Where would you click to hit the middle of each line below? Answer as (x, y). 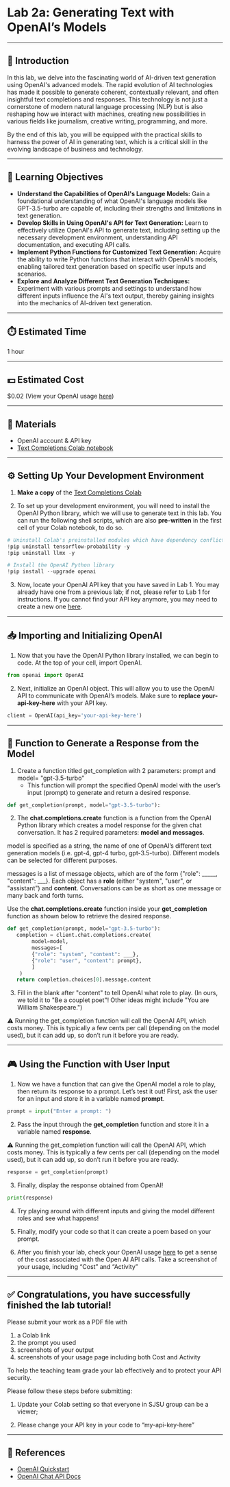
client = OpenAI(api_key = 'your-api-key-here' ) (75, 715)
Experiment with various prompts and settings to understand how (109, 288)
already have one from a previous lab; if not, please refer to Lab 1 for (114, 592)
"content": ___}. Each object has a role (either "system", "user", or (100, 881)
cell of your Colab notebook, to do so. (70, 527)
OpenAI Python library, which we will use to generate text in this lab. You (119, 513)
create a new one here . (50, 607)
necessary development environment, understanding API (97, 237)
